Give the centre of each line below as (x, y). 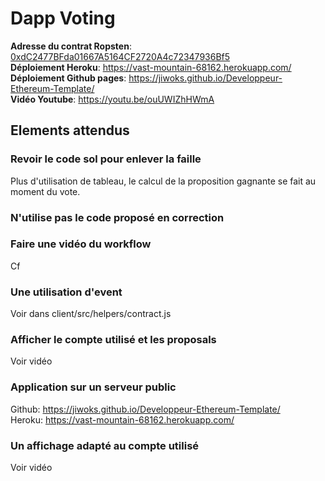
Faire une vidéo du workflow (81, 244)
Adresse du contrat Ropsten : (71, 46)
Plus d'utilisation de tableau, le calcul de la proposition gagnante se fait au (163, 181)
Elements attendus (70, 130)
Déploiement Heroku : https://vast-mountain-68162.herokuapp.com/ (151, 67)
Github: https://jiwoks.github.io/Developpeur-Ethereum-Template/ (145, 409)
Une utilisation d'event (66, 292)
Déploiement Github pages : (68, 78)
